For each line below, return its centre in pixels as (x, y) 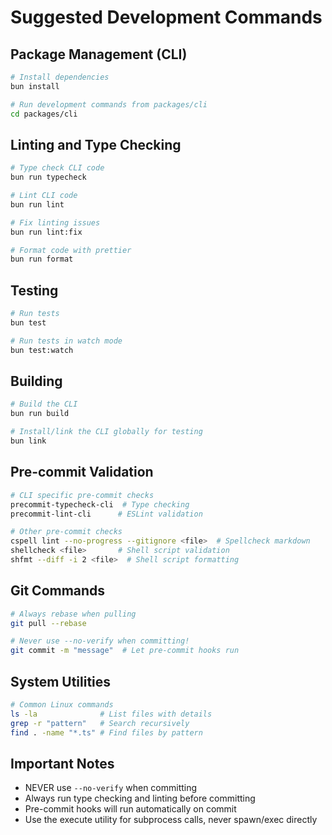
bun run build (40, 414)
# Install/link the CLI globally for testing (106, 432)
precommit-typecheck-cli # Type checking (100, 504)
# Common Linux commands (62, 705)
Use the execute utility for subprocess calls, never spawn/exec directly (171, 820)
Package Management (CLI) (99, 54)
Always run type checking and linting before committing (140, 798)
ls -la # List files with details (111, 714)
